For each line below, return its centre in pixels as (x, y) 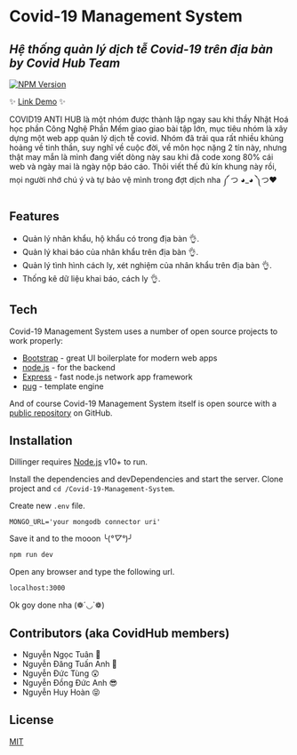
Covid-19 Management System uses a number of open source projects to (144, 331)
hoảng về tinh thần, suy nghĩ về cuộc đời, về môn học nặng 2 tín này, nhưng (148, 147)
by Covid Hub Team (65, 63)
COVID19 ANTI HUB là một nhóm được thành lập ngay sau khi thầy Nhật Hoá (149, 119)
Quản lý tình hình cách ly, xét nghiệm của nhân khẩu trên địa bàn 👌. (147, 265)
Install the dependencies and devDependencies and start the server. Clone (146, 479)
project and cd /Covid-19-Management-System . (92, 489)
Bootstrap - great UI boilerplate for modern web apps (120, 358)
